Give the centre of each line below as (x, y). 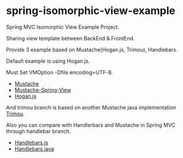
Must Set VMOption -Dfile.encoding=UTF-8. (60, 72)
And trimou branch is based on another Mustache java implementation (91, 107)
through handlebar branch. (38, 131)
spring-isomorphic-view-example (91, 11)
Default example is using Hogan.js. (48, 61)
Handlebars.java (34, 149)
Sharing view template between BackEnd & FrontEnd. (70, 38)
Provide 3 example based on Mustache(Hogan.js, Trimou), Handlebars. (92, 49)
